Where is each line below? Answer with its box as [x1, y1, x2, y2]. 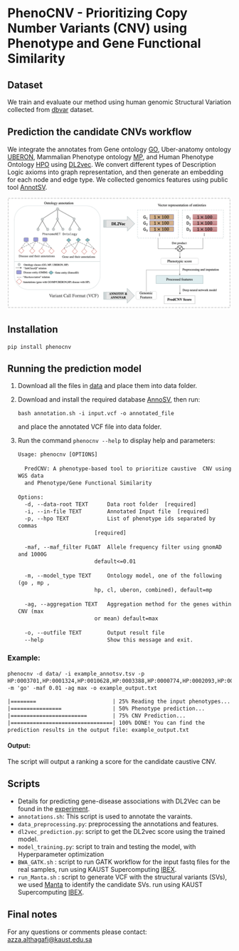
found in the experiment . [17, 804, 90, 813]
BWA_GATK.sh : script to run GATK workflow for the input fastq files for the [17, 858, 230, 866]
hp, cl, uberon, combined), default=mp [94, 586, 213, 594]
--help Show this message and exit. [24, 636, 193, 644]
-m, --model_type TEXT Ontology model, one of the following [24, 572, 222, 579]
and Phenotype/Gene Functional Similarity [24, 479, 152, 487]
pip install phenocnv [7, 343, 72, 350]
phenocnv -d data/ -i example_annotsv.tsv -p [7, 670, 144, 677]
